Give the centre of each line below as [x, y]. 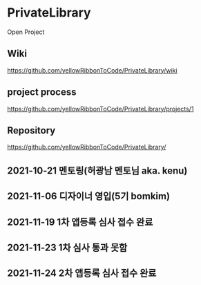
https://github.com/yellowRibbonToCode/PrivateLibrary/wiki [92, 70]
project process [42, 92]
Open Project [26, 32]
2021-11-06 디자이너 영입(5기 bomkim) [89, 196]
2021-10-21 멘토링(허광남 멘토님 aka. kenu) [97, 171]
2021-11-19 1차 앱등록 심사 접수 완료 [80, 222]
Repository [31, 130]
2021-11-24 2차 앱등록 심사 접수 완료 [82, 274]
